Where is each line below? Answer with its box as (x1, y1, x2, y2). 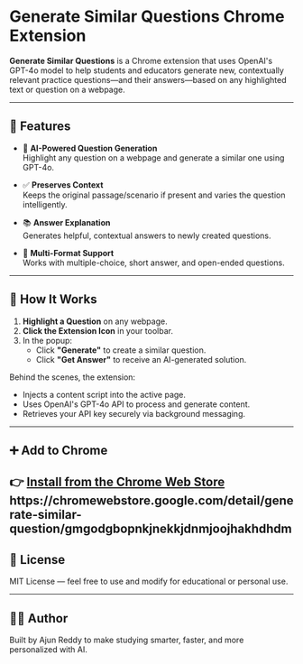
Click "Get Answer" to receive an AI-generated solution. (35, 354, 247, 364)
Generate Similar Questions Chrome (9, 6, 285, 27)
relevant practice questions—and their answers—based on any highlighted (9, 74, 287, 85)
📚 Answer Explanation (22, 217, 111, 227)
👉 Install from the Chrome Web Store (9, 475, 225, 490)
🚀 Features (9, 119, 71, 134)
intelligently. (22, 198, 68, 209)
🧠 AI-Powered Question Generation (22, 143, 158, 153)
